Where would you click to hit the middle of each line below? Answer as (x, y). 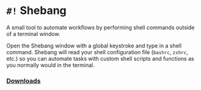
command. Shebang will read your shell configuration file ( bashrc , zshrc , (97, 52)
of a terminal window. (33, 33)
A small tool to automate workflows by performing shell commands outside (100, 27)
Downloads (24, 81)
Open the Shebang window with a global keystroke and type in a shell (94, 46)
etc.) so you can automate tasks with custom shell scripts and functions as (100, 58)
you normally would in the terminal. (50, 65)
